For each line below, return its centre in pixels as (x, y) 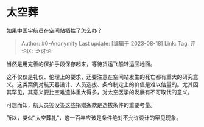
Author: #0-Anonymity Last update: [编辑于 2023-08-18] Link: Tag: (105, 43)
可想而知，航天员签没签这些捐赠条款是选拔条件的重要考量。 (81, 105)
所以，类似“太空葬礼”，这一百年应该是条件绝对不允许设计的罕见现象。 (94, 118)
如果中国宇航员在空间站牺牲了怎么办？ (54, 30)
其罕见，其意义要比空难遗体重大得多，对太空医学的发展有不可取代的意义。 (100, 92)
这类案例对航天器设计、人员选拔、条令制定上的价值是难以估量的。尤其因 (107, 84)
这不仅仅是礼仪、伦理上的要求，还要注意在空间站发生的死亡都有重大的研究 (100, 77)
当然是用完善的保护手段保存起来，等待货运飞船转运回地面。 (81, 64)
